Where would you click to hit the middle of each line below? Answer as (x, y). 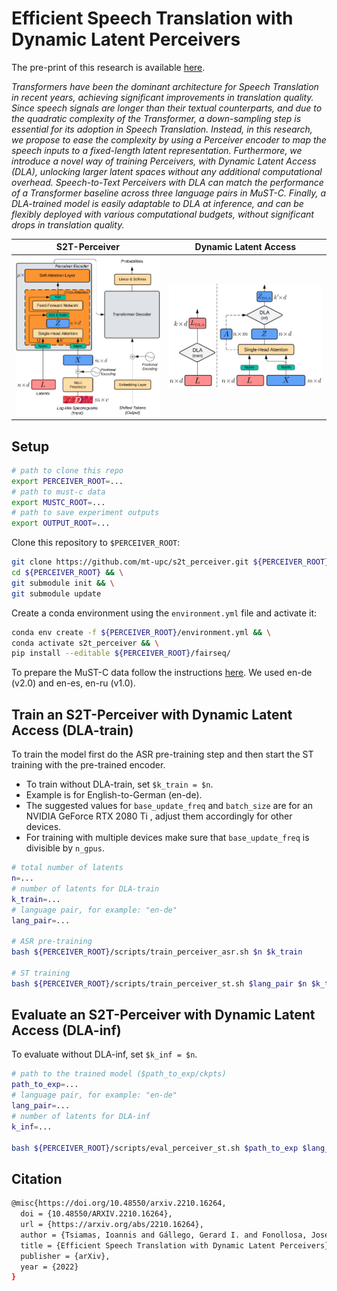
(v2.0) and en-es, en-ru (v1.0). (73, 683)
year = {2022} (49, 1267)
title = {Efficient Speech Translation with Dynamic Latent (148, 1245)
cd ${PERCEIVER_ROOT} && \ (67, 573)
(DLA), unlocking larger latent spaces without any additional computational (167, 171)
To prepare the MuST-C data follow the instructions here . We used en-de (162, 673)
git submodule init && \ (63, 583)
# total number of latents (67, 868)
